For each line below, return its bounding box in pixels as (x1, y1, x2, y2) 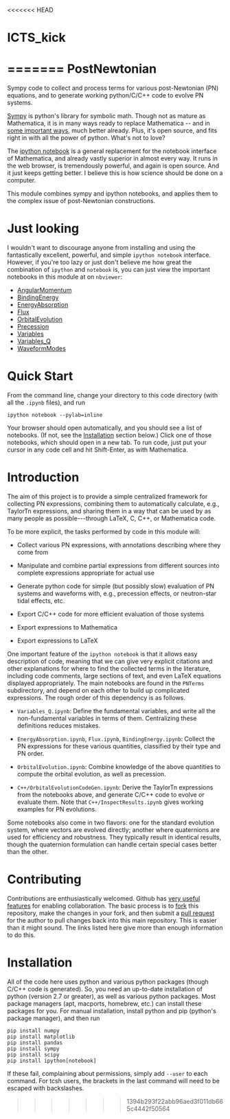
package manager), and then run (7, 1014, 100, 1022)
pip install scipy (7, 1051, 60, 1058)
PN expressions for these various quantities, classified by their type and (16, 741, 221, 750)
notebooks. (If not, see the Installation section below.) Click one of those (7, 431, 212, 439)
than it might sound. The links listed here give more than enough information (7, 923, 223, 932)
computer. (7, 176, 36, 185)
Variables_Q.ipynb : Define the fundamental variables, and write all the (16, 706, 216, 715)
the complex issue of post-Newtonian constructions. (7, 197, 156, 205)
